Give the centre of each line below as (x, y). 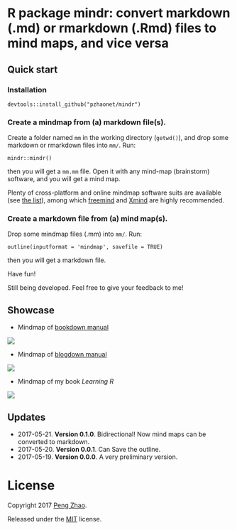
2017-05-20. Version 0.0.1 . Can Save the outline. (89, 450)
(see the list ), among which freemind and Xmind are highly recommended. (116, 200)
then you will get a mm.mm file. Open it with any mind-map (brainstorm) (109, 171)
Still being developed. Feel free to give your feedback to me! (95, 288)
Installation (27, 90)
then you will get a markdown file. (57, 260)
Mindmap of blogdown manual (62, 355)
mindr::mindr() (30, 158)
